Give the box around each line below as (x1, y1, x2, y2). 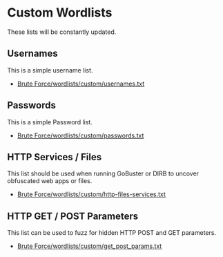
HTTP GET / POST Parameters (7, 210, 139, 222)
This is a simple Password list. (7, 117, 93, 126)
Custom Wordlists (7, 5, 113, 21)
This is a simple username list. (7, 66, 93, 74)
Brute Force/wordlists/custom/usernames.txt (17, 79, 145, 88)
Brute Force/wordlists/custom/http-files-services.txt (17, 190, 166, 198)
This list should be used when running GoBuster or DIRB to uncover (7, 169, 199, 178)
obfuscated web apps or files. (7, 177, 93, 185)
